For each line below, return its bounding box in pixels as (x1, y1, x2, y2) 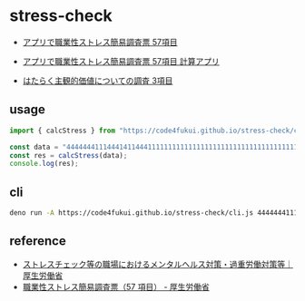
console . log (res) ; (9, 160, 79, 169)
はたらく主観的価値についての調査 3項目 (22, 74, 173, 86)
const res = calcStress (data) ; (9, 150, 128, 160)
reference (9, 233, 66, 249)
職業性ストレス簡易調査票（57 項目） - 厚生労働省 (22, 281, 211, 292)
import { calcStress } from (9, 126, 116, 135)
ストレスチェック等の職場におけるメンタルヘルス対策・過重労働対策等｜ (22, 258, 293, 269)
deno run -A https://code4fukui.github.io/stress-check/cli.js (9, 209, 254, 218)
